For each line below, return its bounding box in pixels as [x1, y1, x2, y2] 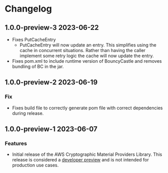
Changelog [5, 3, 52, 15]
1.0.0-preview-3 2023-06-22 [5, 23, 99, 32]
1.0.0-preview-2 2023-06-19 [5, 78, 98, 87]
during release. [12, 110, 44, 116]
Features [5, 140, 27, 147]
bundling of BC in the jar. [12, 64, 64, 69]
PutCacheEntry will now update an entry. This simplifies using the [19, 42, 156, 48]
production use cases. [12, 162, 59, 168]
